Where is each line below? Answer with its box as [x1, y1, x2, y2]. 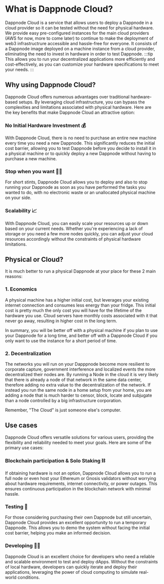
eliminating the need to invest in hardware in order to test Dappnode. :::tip [5, 51, 153, 57]
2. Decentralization [5, 350, 51, 356]
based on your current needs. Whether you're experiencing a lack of [5, 226, 143, 231]
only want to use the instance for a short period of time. [5, 337, 117, 344]
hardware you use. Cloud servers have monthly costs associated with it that [5, 312, 158, 318]
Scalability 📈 [5, 207, 38, 214]
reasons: [5, 274, 23, 279]
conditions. [17, 574, 40, 580]
